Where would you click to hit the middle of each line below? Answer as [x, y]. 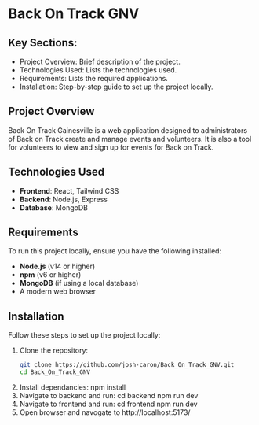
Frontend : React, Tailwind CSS [69, 190]
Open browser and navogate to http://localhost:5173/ [105, 412]
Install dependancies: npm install [73, 387]
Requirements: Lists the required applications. [94, 78]
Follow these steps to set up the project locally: [84, 335]
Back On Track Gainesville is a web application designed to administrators [128, 130]
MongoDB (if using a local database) [79, 283]
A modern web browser [58, 291]
